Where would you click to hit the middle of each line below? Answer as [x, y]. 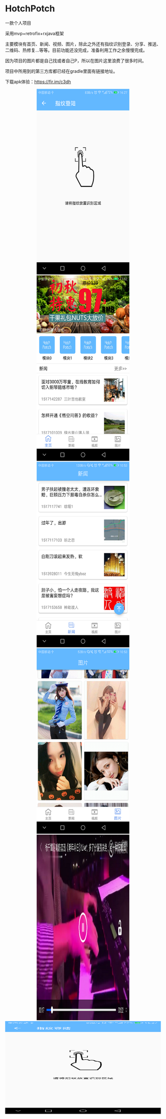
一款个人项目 [18, 23]
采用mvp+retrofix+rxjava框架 [35, 33]
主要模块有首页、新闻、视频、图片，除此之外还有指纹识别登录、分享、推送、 [83, 44]
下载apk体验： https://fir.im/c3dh [38, 82]
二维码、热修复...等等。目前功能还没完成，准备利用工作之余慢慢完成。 [76, 50]
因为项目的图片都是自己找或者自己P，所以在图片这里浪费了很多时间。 [76, 60]
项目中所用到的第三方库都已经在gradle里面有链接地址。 [61, 71]
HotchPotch [30, 9]
